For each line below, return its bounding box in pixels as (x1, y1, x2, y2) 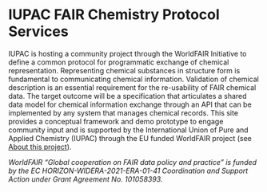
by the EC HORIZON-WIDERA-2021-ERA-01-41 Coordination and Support (8, 166, 249, 175)
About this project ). (8, 142, 72, 151)
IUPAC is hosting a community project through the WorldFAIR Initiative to (8, 49, 247, 58)
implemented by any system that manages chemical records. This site (8, 108, 238, 117)
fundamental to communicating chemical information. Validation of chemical (8, 74, 260, 84)
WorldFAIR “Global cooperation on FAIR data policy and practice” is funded (8, 157, 257, 167)
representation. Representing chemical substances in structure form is (8, 65, 241, 75)
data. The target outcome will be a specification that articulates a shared (8, 91, 247, 100)
